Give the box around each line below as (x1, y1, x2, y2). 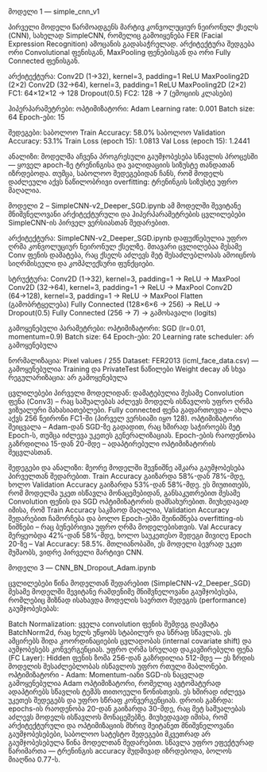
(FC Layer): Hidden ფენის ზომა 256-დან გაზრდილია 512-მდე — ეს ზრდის (8, 653, 255, 662)
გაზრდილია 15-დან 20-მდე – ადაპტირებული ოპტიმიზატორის (8, 439, 216, 449)
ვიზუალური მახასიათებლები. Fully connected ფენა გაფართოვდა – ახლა (8, 406, 253, 414)
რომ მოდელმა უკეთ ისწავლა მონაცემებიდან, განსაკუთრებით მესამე (8, 488, 241, 497)
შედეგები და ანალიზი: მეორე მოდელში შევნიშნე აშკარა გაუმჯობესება (8, 463, 245, 472)
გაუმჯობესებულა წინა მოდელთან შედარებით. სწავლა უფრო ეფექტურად (8, 738, 254, 747)
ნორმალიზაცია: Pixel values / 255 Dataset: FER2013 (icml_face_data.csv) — (8, 356, 259, 365)
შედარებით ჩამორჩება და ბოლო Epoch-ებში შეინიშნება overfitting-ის (8, 514, 244, 523)
